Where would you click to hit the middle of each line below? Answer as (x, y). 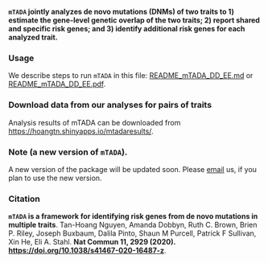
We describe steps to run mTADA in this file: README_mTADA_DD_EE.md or (131, 76)
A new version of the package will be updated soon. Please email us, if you (133, 169)
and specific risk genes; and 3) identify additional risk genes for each (127, 29)
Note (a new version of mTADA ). (68, 152)
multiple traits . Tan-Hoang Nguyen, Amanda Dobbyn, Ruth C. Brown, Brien (133, 225)
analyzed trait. (33, 37)
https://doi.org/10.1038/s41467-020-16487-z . (87, 251)
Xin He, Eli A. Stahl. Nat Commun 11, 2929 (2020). (92, 242)
